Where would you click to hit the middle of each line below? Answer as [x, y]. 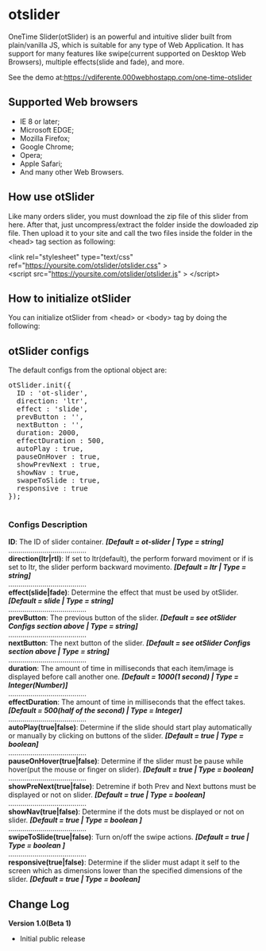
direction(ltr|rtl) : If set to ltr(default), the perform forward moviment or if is [131, 559]
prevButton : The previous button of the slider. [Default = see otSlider [122, 618]
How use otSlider [52, 197]
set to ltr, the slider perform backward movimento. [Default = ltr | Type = [127, 567]
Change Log [39, 904]
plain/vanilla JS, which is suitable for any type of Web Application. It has [126, 44]
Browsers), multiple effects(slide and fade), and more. [96, 62]
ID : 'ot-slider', [52, 393]
